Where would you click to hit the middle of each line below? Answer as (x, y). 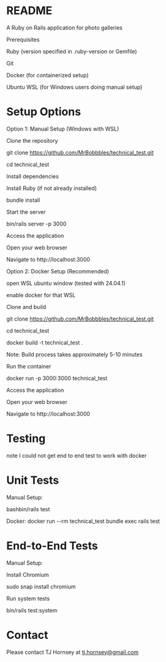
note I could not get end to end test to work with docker (77, 455)
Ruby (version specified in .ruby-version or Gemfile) (72, 51)
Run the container (29, 366)
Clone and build (26, 306)
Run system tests (28, 598)
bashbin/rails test (28, 509)
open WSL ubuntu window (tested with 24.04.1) (66, 283)
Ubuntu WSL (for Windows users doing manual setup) (74, 87)
